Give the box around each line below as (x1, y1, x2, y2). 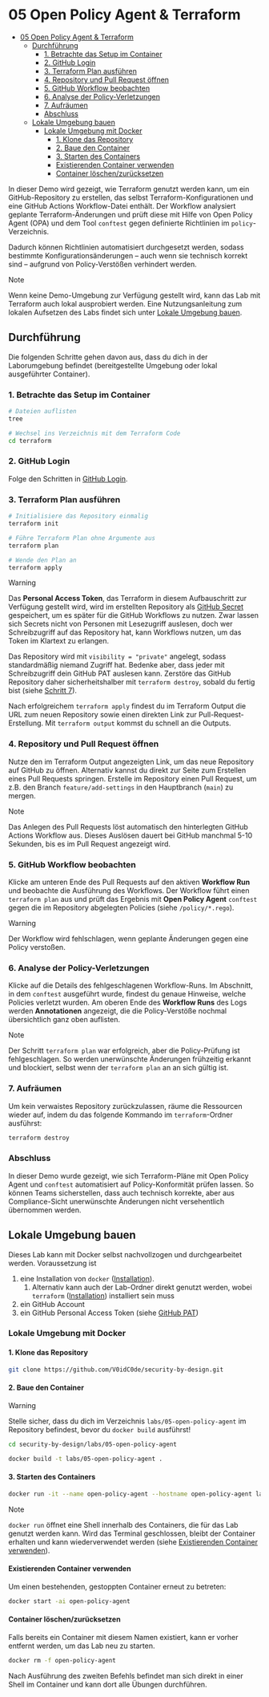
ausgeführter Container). (8, 369, 90, 379)
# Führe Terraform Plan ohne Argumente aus (8, 534, 156, 542)
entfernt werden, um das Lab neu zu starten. (8, 1641, 155, 1650)
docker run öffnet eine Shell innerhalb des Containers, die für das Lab (8, 1520, 239, 1529)
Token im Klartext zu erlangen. (8, 636, 110, 646)
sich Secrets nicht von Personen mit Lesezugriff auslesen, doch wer (8, 619, 233, 629)
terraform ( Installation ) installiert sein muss (31, 1290, 175, 1301)
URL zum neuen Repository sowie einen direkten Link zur (8, 710, 198, 720)
